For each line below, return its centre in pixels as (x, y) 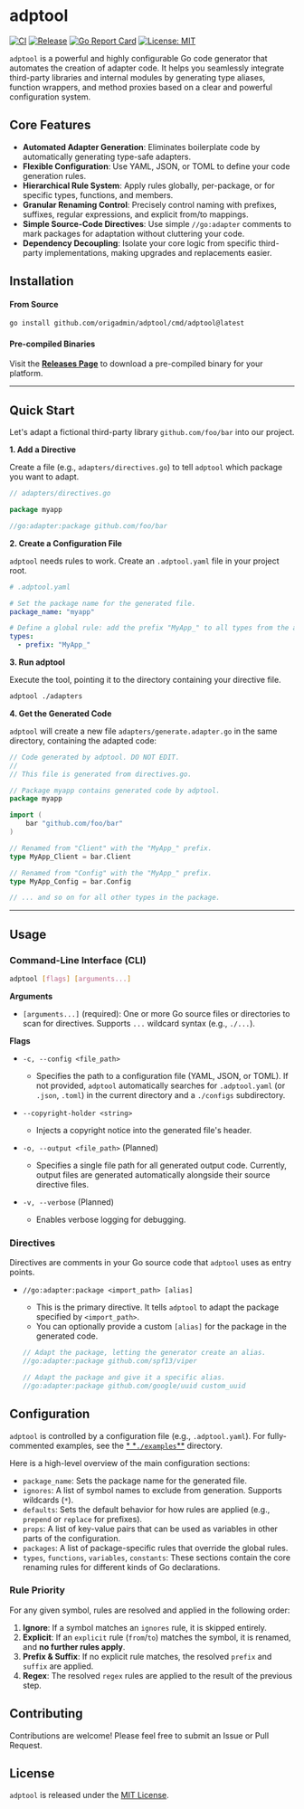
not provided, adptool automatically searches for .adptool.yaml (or (161, 1085)
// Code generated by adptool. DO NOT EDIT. (95, 757)
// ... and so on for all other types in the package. (115, 898)
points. (22, 1273)
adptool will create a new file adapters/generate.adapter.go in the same (143, 731)
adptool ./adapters (46, 696)
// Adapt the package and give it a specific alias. (124, 1377)
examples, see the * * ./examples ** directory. (139, 1445)
